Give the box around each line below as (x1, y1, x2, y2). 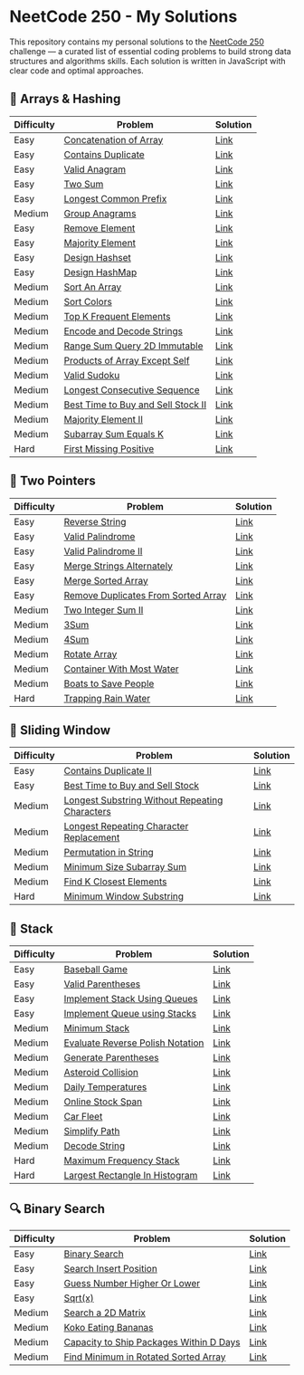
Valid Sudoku (63, 368, 120, 381)
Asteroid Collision (63, 1066, 138, 1079)
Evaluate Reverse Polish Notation (63, 1036, 204, 1049)
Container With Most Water (63, 663, 179, 675)
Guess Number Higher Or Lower (63, 1277, 201, 1289)
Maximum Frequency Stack (63, 1154, 180, 1167)
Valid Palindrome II (63, 545, 143, 558)
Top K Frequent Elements (63, 310, 171, 322)
